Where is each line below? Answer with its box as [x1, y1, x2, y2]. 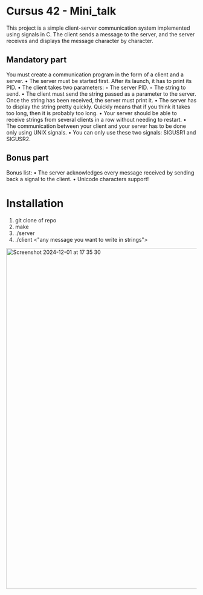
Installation [6, 196, 64, 210]
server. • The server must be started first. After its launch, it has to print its [6, 77, 192, 84]
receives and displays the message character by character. [6, 37, 153, 44]
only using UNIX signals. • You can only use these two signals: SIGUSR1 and [6, 128, 196, 136]
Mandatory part [6, 55, 67, 65]
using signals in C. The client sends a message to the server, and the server [6, 30, 195, 38]
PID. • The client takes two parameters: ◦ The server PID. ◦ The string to [6, 84, 186, 91]
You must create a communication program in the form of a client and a [6, 71, 184, 78]
